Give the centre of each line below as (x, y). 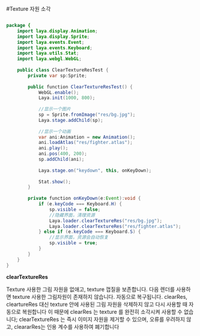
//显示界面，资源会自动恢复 (79, 238)
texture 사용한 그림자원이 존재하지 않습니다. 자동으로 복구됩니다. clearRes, (100, 296)
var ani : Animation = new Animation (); (87, 137)
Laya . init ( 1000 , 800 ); (67, 98)
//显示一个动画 (54, 131)
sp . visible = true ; (73, 243)
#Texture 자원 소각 (29, 9)
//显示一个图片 (54, 109)
